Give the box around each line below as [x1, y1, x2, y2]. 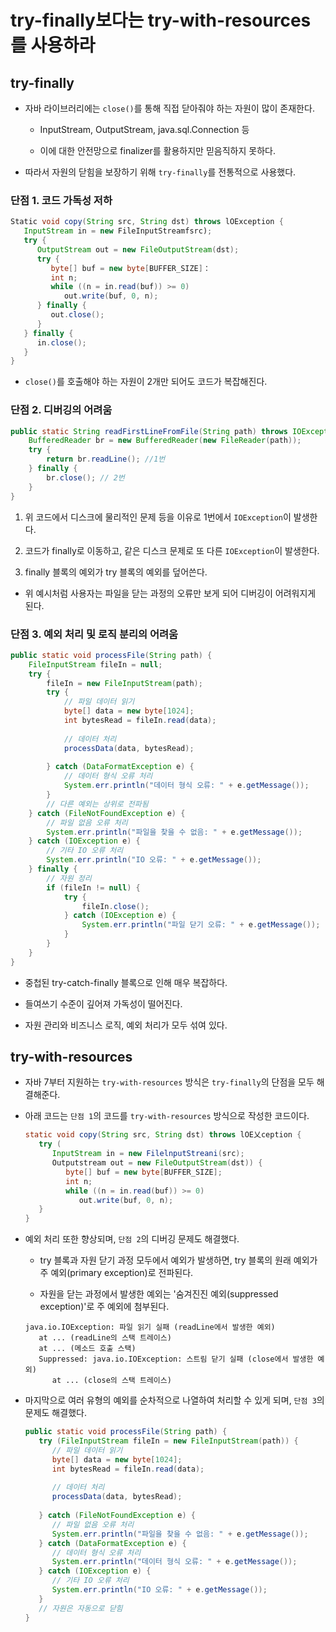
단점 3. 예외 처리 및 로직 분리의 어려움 [10, 627, 179, 641]
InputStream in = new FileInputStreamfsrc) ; [23, 226, 213, 236]
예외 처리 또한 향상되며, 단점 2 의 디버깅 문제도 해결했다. [24, 1233, 240, 1245]
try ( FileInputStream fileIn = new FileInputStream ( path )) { [38, 1436, 299, 1446]
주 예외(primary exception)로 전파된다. [39, 1267, 194, 1279]
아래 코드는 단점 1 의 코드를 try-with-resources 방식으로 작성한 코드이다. [24, 1110, 310, 1122]
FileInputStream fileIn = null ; [28, 659, 163, 670]
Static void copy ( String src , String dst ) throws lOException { [10, 217, 284, 227]
